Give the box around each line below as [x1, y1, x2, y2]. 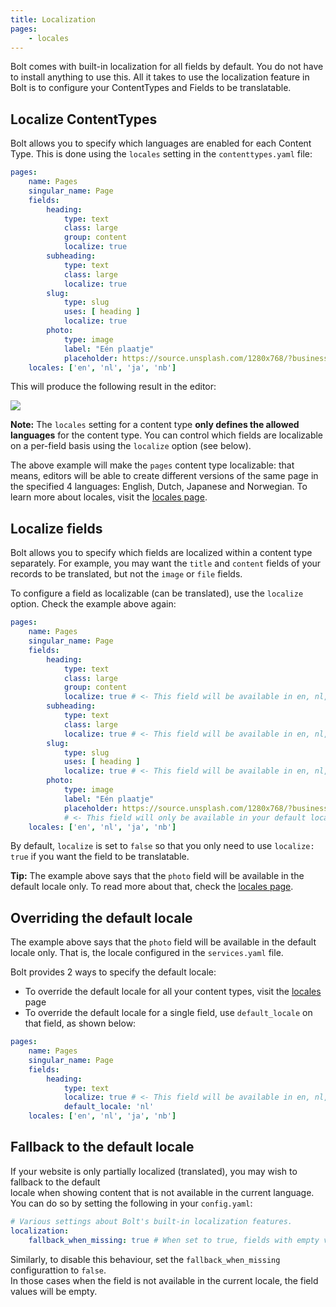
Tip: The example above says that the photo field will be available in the [10, 870, 305, 882]
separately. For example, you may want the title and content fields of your [10, 557, 322, 570]
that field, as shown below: [24, 1017, 137, 1030]
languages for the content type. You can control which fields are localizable [10, 429, 324, 441]
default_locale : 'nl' [63, 1102, 155, 1112]
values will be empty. [10, 1285, 98, 1297]
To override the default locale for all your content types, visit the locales [24, 986, 322, 998]
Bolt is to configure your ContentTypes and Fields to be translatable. [10, 82, 292, 94]
